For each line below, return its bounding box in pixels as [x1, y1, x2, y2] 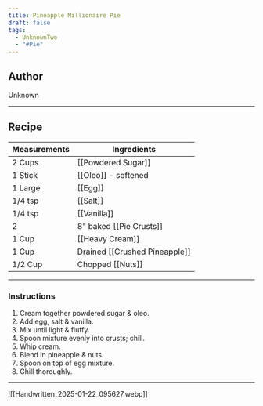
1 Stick [12, 169, 38, 180]
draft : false [8, 19, 51, 27]
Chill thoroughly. [19, 367, 73, 376]
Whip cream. [19, 342, 61, 351]
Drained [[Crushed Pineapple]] [77, 246, 191, 257]
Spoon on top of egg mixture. [19, 358, 115, 368]
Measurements [12, 143, 70, 154]
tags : [8, 26, 26, 34]
